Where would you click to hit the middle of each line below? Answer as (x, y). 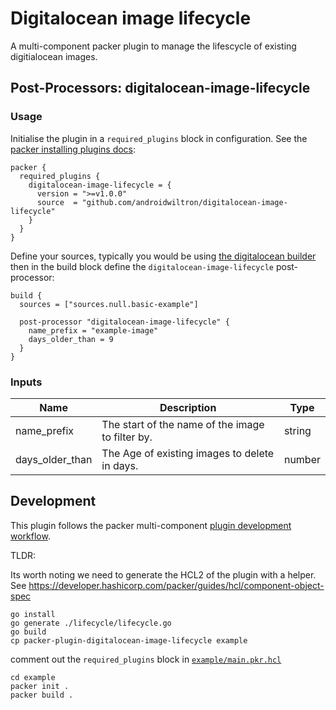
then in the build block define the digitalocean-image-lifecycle (142, 266)
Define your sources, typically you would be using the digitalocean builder (163, 256)
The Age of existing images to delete (188, 453)
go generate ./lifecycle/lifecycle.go (91, 623)
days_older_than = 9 (71, 339)
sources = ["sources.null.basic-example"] (109, 304)
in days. (120, 465)
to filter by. (127, 437)
